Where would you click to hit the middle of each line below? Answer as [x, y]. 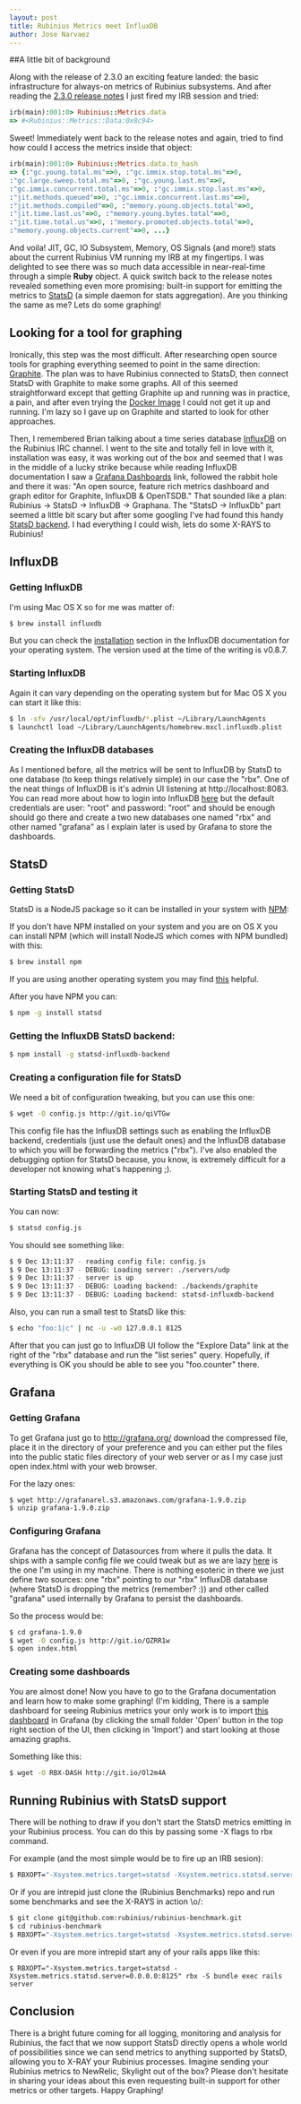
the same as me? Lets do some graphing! [86, 305]
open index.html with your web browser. [83, 1466]
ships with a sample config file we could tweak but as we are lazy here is [144, 1560]
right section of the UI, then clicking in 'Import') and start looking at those [145, 1729]
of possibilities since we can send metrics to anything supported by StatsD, [148, 2052]
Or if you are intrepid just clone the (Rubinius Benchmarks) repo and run [142, 1893]
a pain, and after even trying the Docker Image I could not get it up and [140, 402]
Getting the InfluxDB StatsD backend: [92, 1036]
